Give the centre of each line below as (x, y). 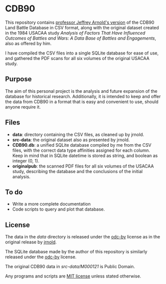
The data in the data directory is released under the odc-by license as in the (83, 237)
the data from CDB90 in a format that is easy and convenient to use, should (82, 102)
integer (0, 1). (26, 161)
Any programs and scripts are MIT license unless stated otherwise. (73, 276)
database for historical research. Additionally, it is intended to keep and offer (83, 96)
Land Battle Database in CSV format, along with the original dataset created (82, 27)
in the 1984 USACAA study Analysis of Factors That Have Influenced (75, 33)
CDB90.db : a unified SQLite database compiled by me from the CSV (82, 145)
